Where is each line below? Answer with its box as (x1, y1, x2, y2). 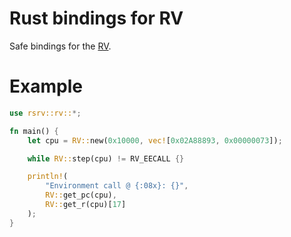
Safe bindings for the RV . (9, 40, 112, 52)
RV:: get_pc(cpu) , (45, 190, 117, 201)
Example (9, 75, 83, 98)
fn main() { (9, 126, 59, 136)
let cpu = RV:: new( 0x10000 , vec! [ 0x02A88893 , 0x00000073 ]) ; (27, 135, 283, 146)
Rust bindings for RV (9, 7, 184, 30)
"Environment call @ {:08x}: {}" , (45, 181, 189, 191)
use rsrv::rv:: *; (9, 108, 82, 118)
